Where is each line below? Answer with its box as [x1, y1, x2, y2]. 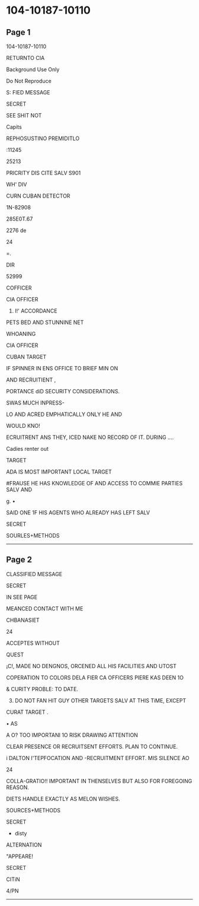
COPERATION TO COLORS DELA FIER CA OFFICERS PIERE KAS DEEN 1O [6, 674, 184, 681]
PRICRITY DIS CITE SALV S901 [6, 170, 81, 176]
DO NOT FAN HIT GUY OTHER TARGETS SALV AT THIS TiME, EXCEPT [14, 697, 187, 704]
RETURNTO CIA [6, 55, 45, 61]
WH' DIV [6, 181, 27, 187]
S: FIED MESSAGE [6, 89, 50, 96]
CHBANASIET [6, 616, 40, 624]
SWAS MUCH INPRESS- [6, 399, 65, 406]
